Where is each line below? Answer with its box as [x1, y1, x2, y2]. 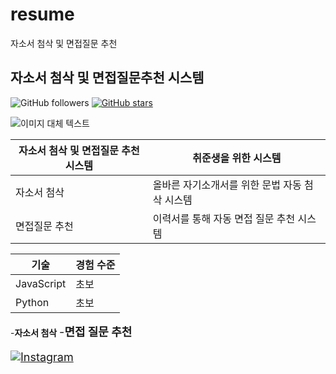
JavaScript [15, 276, 67, 290]
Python [15, 295, 50, 309]
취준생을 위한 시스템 [192, 151, 282, 165]
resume [10, 3, 75, 26]
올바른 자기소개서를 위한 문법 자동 [152, 178, 302, 192]
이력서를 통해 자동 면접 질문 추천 [152, 211, 296, 225]
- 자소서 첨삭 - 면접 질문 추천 [10, 324, 133, 339]
